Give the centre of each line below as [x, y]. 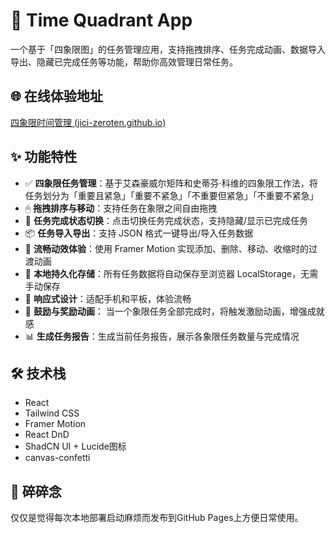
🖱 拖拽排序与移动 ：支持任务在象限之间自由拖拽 [121, 208]
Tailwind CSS [52, 413]
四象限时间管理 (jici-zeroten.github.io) [88, 122]
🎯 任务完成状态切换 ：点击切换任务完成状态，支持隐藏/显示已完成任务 [166, 220]
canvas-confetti [57, 458]
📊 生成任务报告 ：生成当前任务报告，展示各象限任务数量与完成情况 [162, 336]
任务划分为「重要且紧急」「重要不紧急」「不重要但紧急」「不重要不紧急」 [171, 195]
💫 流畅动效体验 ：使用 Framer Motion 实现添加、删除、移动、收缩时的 [167, 248]
